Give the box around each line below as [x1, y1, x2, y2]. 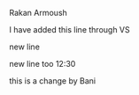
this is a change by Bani [9, 76, 96, 86]
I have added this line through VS [9, 25, 130, 34]
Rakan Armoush [9, 8, 68, 18]
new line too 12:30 [9, 59, 76, 69]
